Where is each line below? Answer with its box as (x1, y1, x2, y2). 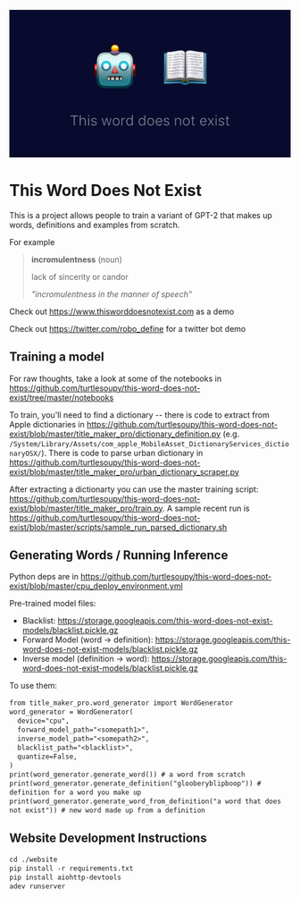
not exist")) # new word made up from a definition (9, 806, 205, 815)
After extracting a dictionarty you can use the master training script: (9, 484, 259, 495)
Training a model (9, 350, 104, 365)
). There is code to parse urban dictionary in (41, 447, 204, 458)
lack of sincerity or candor (30, 271, 129, 282)
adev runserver (9, 882, 66, 891)
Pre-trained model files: (9, 598, 96, 609)
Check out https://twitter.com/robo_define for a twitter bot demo (9, 323, 246, 334)
